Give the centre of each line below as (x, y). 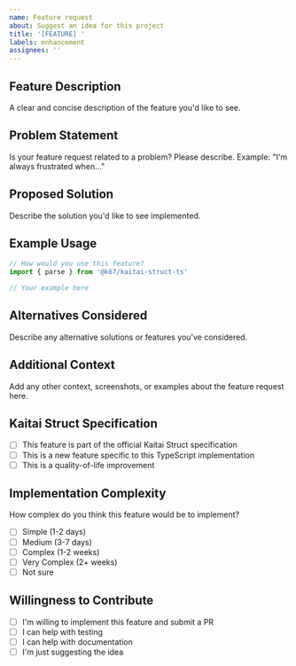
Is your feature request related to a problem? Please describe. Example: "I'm (148, 157)
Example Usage (53, 243)
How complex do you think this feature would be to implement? (125, 514)
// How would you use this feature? (77, 264)
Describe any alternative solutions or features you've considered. (129, 337)
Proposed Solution (61, 195)
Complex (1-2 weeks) (61, 552)
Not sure (38, 572)
